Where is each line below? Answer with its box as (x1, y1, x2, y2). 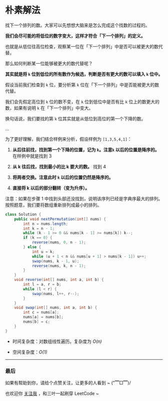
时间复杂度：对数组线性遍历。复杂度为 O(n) (12, 338, 102, 344)
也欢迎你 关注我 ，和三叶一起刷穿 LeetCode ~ (5, 390, 99, 396)
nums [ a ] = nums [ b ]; (23, 315, 64, 320)
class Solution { (5, 212, 41, 217)
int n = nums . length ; (23, 221, 68, 226)
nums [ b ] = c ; (23, 319, 50, 324)
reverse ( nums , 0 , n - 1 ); (31, 240, 86, 245)
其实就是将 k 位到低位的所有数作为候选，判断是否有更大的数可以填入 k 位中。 (5, 71, 163, 77)
